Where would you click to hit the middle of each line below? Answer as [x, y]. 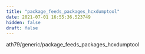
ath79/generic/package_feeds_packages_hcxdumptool [73, 45]
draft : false [22, 28]
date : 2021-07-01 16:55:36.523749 [49, 17]
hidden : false [24, 22]
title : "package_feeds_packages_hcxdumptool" [63, 11]
